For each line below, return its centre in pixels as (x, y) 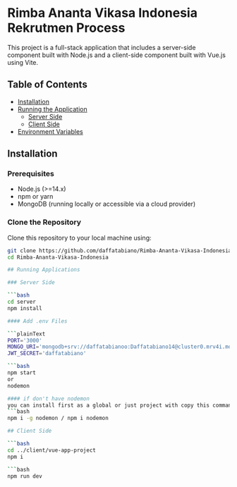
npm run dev (25, 476)
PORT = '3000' (25, 340)
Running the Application (52, 109)
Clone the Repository (44, 222)
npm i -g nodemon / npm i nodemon (58, 418)
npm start (22, 373)
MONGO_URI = (23, 347)
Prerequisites (31, 174)
